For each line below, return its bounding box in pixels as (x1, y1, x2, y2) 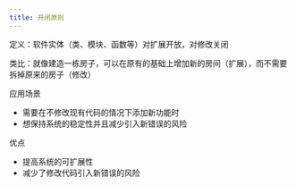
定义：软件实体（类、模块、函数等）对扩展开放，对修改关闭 (9, 38, 229, 49)
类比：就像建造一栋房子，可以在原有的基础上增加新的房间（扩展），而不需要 (9, 57, 288, 68)
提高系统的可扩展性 (21, 156, 94, 166)
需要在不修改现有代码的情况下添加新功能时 (21, 106, 180, 117)
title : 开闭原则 (9, 13, 64, 22)
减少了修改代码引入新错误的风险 (21, 167, 140, 178)
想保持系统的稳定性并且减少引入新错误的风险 (21, 118, 188, 129)
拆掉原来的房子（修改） (9, 69, 96, 80)
